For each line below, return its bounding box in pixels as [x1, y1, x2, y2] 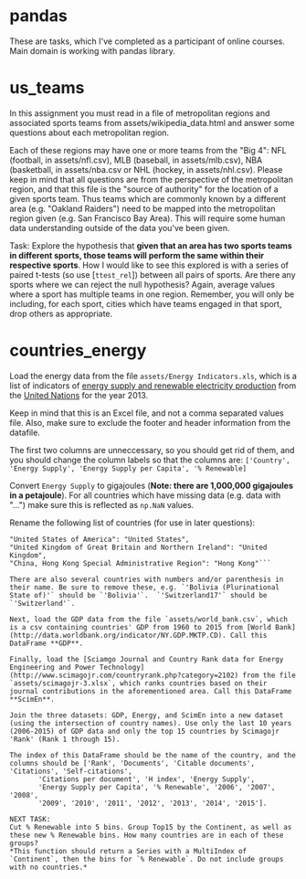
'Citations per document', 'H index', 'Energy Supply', [37, 774, 256, 784]
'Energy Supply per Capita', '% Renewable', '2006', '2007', [37, 782, 276, 791]
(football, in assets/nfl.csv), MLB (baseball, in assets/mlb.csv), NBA [9, 154, 263, 165]
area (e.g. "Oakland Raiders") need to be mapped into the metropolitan [9, 203, 276, 214]
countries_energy [9, 340, 147, 361]
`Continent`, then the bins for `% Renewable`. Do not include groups [9, 854, 284, 863]
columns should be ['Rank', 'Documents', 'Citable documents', [9, 758, 256, 768]
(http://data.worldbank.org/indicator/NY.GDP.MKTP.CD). [9, 630, 227, 640]
